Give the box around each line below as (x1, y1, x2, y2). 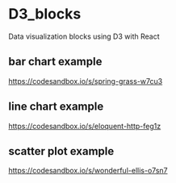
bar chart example (8, 55, 103, 69)
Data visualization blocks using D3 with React (8, 31, 160, 41)
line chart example (8, 100, 104, 114)
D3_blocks (8, 5, 82, 23)
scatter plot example (8, 144, 115, 158)
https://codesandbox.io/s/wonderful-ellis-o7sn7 (8, 166, 168, 176)
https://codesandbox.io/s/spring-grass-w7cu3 (8, 76, 163, 85)
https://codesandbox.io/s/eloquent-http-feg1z (8, 121, 161, 131)
